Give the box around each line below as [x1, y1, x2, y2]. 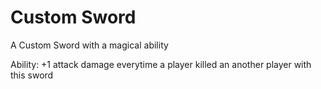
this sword [10, 69, 54, 81]
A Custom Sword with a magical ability [10, 39, 169, 51]
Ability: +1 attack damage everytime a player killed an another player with [10, 58, 312, 70]
